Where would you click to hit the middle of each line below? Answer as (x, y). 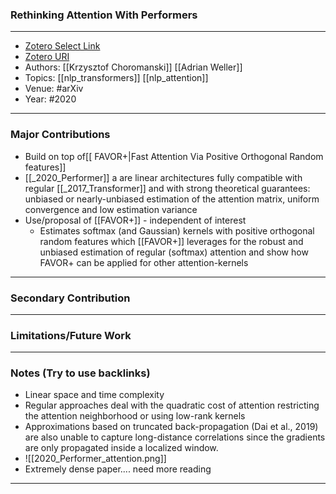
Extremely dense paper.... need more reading (118, 469)
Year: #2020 (50, 99)
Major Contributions (60, 135)
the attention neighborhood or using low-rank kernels (135, 416)
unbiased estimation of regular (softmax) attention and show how (174, 252)
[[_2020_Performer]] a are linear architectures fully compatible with (163, 177)
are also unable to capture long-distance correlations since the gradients (175, 437)
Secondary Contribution (70, 298)
